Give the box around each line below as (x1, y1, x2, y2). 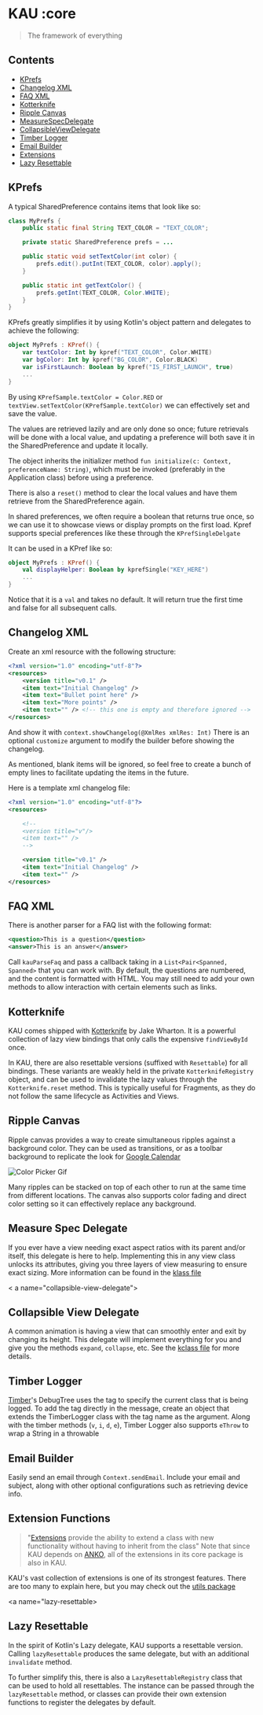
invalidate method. (8, 1657, 72, 1666)
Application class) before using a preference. (8, 473, 155, 482)
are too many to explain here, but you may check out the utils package (8, 1581, 236, 1591)
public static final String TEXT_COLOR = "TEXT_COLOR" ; (22, 224, 210, 232)
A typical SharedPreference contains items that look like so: (8, 201, 201, 211)
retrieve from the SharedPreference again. (8, 496, 145, 506)
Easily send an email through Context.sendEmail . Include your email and (8, 1473, 241, 1482)
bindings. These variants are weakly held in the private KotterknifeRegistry (8, 1067, 254, 1075)
